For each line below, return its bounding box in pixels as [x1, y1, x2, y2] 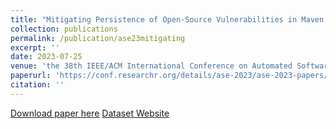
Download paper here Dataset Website [10, 107, 170, 119]
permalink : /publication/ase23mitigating [10, 33, 186, 43]
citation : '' [10, 80, 65, 90]
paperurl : [10, 71, 52, 81]
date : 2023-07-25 [10, 52, 83, 62]
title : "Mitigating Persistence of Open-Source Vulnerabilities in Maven [10, 14, 325, 25]
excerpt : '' [10, 42, 60, 53]
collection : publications [10, 24, 118, 34]
